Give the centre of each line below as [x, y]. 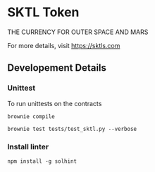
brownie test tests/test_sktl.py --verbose [72, 129]
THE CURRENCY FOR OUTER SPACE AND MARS [78, 32]
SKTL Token [43, 12]
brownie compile [31, 116]
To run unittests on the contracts [55, 103]
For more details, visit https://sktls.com [64, 45]
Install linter [28, 147]
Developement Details [57, 68]
